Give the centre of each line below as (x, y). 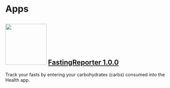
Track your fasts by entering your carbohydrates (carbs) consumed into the (85, 74)
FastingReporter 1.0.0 (83, 62)
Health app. (17, 80)
